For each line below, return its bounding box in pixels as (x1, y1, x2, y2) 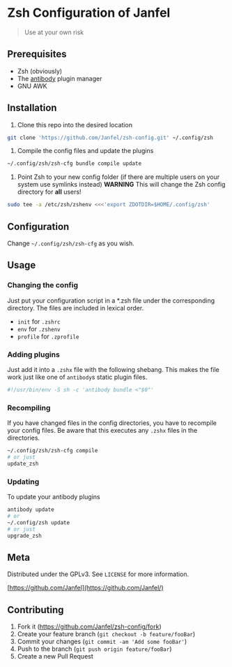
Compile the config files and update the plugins (17, 147, 154, 155)
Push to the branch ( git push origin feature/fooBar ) (17, 645, 172, 653)
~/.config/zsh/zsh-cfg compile (7, 447, 98, 454)
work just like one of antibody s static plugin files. (7, 373, 148, 381)
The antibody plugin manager (17, 74, 102, 83)
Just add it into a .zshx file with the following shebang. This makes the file (7, 365, 219, 373)
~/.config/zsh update (7, 519, 70, 526)
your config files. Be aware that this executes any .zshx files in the (7, 426, 198, 435)
